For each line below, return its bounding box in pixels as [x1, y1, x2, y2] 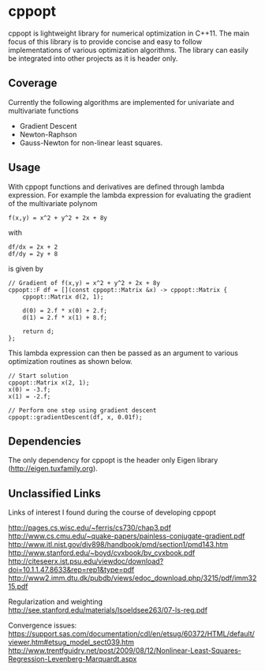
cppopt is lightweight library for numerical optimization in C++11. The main [8, 28, 250, 38]
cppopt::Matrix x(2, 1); [8, 378, 90, 387]
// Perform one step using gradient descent [8, 406, 157, 414]
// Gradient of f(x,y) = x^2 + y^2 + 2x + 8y [8, 279, 160, 287]
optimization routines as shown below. [8, 356, 132, 365]
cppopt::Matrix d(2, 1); [22, 293, 104, 301]
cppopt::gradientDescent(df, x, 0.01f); [8, 413, 144, 421]
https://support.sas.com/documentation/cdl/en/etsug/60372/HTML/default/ [8, 629, 255, 639]
